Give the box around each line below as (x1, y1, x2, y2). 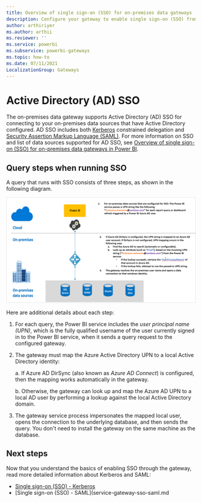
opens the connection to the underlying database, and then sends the (14, 418, 188, 426)
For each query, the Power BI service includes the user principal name (14, 320, 190, 327)
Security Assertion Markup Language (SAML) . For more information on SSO (6, 132, 194, 140)
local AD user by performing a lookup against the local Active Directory (14, 394, 191, 401)
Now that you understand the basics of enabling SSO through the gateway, (6, 464, 192, 472)
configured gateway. (14, 339, 66, 347)
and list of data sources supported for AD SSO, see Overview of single (6, 139, 181, 146)
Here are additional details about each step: (6, 309, 114, 316)
